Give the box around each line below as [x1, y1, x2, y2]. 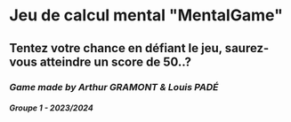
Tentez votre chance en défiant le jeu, [9, 41, 222, 56]
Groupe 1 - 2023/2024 [9, 103, 93, 113]
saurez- [224, 41, 270, 56]
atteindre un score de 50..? [39, 54, 191, 69]
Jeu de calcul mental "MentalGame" [9, 5, 283, 26]
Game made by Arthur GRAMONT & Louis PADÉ [9, 80, 219, 93]
